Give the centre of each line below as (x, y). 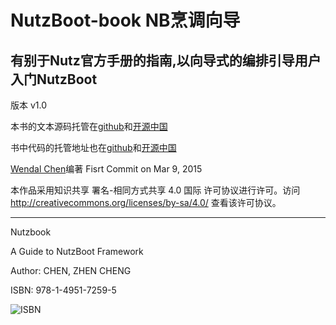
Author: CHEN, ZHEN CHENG (71, 270)
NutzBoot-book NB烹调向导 (125, 20)
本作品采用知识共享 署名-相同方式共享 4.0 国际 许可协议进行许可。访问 (155, 190)
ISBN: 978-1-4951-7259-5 (63, 290)
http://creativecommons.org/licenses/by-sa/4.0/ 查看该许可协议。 (146, 202)
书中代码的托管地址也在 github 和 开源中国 (93, 147)
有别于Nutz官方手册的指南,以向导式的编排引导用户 (166, 60)
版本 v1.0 (29, 105)
